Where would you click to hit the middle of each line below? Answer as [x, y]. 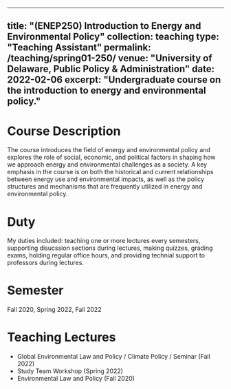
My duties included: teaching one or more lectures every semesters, [104, 241]
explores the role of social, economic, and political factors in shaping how [111, 157]
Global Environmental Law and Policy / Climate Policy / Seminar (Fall [114, 357]
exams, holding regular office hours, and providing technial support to [106, 255]
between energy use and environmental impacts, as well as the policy [106, 179]
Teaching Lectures [62, 337]
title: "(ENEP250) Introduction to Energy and [104, 26]
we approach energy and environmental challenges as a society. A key [107, 165]
